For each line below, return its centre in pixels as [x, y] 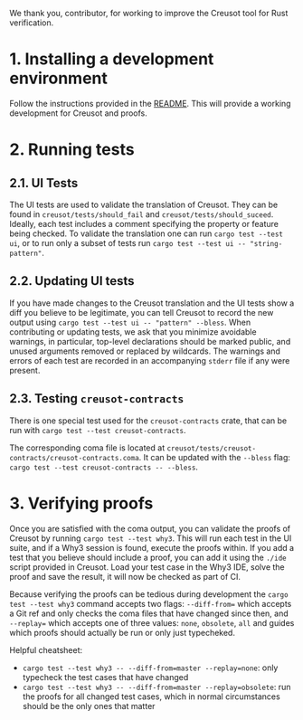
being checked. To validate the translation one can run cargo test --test [146, 233]
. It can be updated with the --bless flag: [215, 457]
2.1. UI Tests [44, 183]
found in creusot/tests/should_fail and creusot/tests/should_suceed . [142, 214]
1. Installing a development [112, 59]
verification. [32, 23]
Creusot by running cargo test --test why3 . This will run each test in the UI [151, 538]
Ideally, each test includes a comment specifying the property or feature [144, 223]
